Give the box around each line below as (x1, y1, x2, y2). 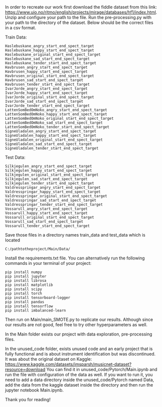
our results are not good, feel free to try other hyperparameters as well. (5, 322, 148, 328)
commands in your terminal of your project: (5, 260, 92, 266)
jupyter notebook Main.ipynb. (5, 387, 64, 393)
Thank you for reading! (5, 397, 51, 402)
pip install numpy (5, 270, 42, 275)
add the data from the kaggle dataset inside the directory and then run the (5, 382, 153, 388)
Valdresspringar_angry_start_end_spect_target (5, 185, 101, 190)
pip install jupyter (5, 274, 47, 279)
